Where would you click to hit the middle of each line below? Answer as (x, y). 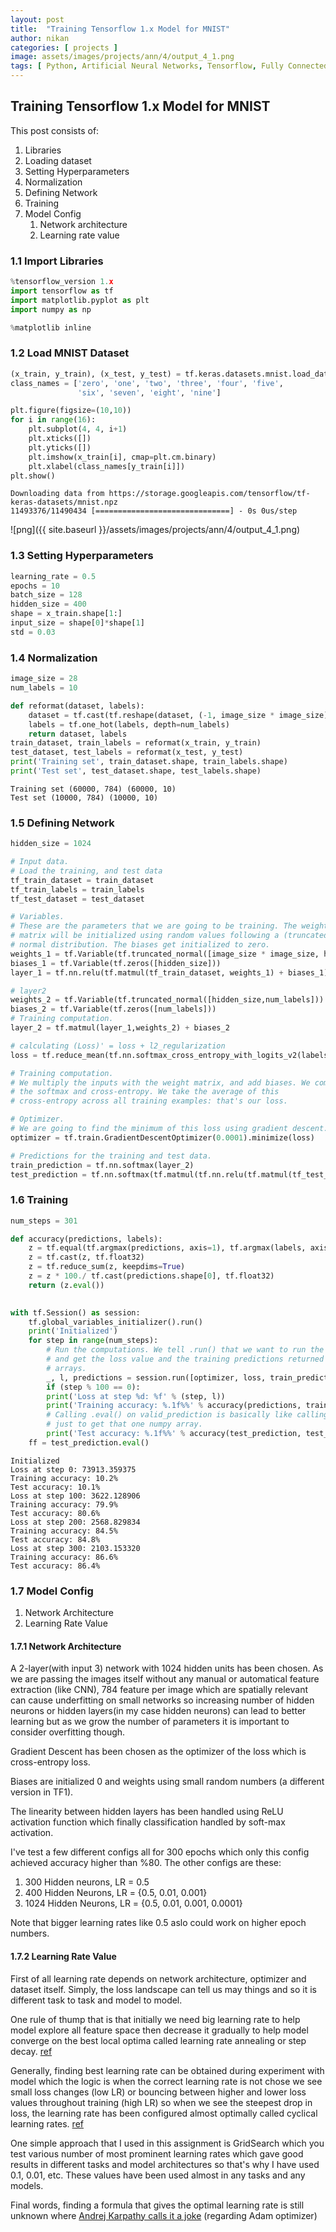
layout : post (37, 19)
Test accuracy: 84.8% (55, 1539)
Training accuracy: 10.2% (64, 1478)
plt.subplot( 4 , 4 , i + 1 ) (78, 429)
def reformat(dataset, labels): (77, 706)
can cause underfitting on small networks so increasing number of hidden (162, 1700)
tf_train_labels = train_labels (77, 889)
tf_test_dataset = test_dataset (77, 899)
